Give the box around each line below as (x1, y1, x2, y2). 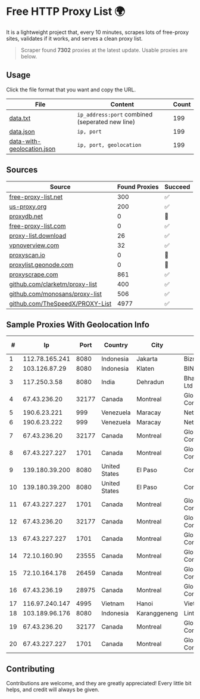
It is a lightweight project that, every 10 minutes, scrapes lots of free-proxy (6, 28, 189, 36)
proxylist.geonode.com (9, 260, 74, 269)
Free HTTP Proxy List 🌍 (6, 5, 126, 19)
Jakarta (136, 355, 158, 363)
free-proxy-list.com (9, 221, 67, 230)
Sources (6, 165, 38, 175)
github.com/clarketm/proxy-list (9, 280, 97, 288)
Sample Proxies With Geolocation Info (6, 319, 150, 330)
